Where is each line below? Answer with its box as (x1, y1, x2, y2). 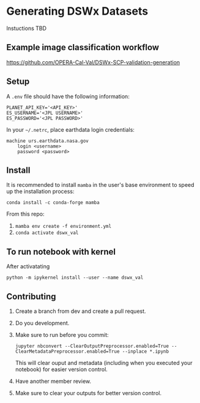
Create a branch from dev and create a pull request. (15, 307, 146, 315)
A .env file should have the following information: (6, 92, 130, 100)
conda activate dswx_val (15, 230, 79, 236)
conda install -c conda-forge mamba (6, 200, 100, 206)
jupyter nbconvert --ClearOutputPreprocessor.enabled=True (15, 343, 169, 349)
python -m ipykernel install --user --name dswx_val (6, 274, 144, 281)
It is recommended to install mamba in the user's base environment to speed (6, 181, 194, 189)
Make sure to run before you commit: (15, 331, 109, 338)
